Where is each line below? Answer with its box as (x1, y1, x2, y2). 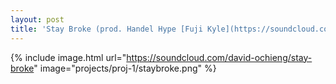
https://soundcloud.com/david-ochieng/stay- (126, 51, 313, 63)
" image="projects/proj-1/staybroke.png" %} (33, 62, 217, 74)
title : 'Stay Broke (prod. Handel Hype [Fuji (10, 24, 203, 34)
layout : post (10, 14, 65, 25)
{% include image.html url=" (10, 51, 127, 63)
